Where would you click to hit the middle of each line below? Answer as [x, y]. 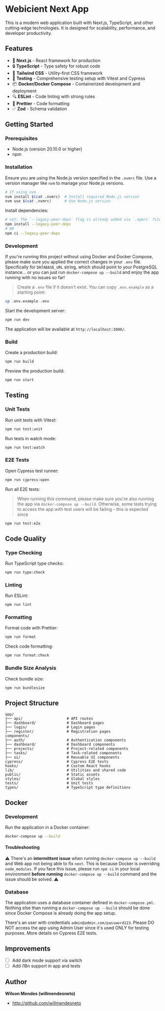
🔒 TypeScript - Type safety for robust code [56, 66]
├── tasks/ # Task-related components [63, 753]
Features [19, 48]
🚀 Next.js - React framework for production [56, 60]
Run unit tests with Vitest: [31, 420]
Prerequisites [21, 139]
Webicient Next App [47, 9]
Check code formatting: [29, 646]
